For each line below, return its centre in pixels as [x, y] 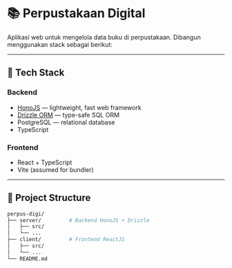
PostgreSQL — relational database [66, 122]
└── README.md [28, 259]
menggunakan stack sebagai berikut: [60, 44]
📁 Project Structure [49, 198]
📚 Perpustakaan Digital [76, 13]
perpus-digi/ [26, 214]
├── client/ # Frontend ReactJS [66, 240]
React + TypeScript [45, 162]
